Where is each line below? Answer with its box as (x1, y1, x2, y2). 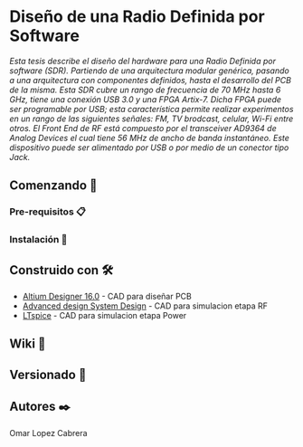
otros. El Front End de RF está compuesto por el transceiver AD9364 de (9, 122, 278, 133)
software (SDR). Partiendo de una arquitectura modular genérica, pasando (9, 65, 289, 76)
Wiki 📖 (9, 337, 47, 352)
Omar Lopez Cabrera (9, 427, 88, 438)
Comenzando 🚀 (9, 178, 98, 194)
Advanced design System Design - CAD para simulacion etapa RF (22, 300, 269, 311)
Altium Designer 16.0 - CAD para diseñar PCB (22, 290, 192, 301)
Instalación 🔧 (9, 233, 68, 246)
